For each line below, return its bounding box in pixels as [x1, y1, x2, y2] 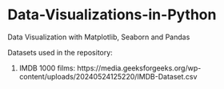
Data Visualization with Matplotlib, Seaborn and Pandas [7, 32, 190, 42]
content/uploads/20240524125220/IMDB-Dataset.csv [18, 71, 198, 81]
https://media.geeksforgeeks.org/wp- [77, 63, 202, 73]
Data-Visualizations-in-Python [7, 6, 217, 24]
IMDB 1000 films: [18, 63, 76, 73]
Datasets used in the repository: [7, 47, 113, 57]
